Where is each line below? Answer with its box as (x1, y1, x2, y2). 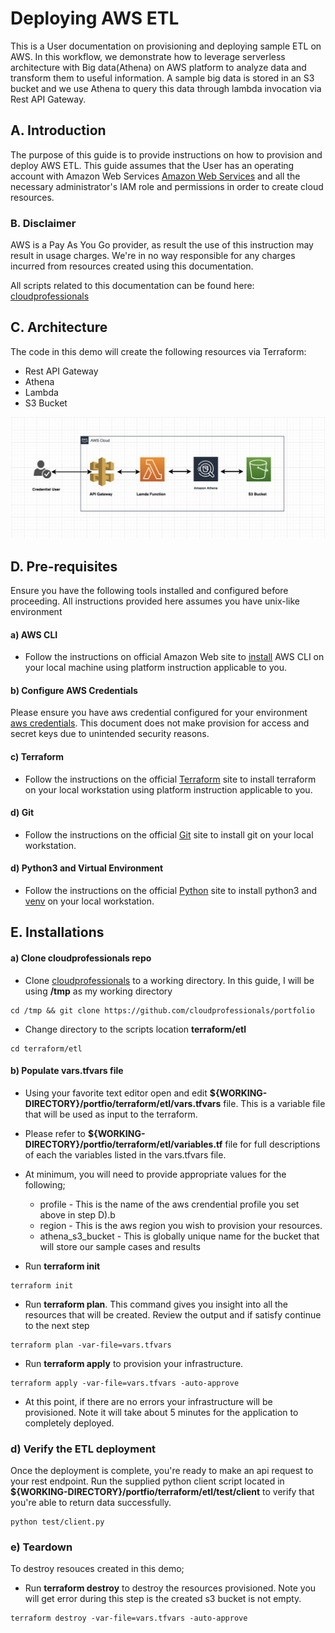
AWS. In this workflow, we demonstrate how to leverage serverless (10, 50, 286, 62)
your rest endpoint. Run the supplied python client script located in (10, 1475, 285, 1487)
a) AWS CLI (10, 628, 58, 641)
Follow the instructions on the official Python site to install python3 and (24, 885, 318, 897)
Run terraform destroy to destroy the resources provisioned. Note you (24, 1582, 317, 1594)
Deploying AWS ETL (10, 7, 180, 30)
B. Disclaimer (10, 216, 77, 230)
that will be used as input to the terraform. (24, 1108, 198, 1120)
